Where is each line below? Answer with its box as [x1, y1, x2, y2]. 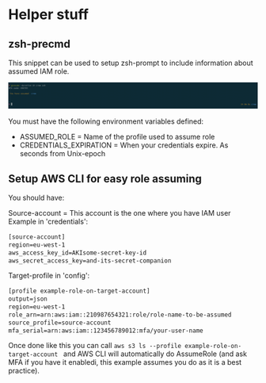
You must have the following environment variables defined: [8, 117, 204, 126]
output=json [8, 295, 47, 303]
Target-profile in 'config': [8, 270, 90, 280]
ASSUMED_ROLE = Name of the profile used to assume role [19, 132, 215, 142]
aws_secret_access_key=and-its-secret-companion [8, 256, 172, 265]
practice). [8, 366, 40, 375]
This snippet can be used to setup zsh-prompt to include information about [8, 58, 253, 67]
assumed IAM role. [8, 67, 70, 76]
